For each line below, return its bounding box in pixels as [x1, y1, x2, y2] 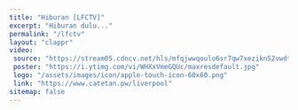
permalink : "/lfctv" [9, 29, 86, 38]
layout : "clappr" [9, 37, 74, 47]
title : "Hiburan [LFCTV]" [9, 12, 105, 22]
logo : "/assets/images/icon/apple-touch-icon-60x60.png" [12, 71, 228, 80]
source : [12, 54, 42, 63]
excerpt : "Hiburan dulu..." [9, 21, 114, 30]
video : [9, 46, 34, 55]
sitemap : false [9, 87, 66, 96]
